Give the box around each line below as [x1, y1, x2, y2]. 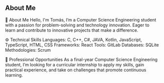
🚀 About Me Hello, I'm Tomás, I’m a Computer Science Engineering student [5, 17, 157, 22]
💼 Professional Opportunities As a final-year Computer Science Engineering [5, 56, 158, 62]
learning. [5, 72, 23, 78]
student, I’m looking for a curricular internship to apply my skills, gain [5, 62, 144, 67]
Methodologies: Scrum [5, 47, 51, 53]
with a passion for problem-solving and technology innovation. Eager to [5, 22, 150, 28]
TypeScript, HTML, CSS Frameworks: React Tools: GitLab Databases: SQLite [5, 41, 159, 48]
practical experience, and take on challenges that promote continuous [5, 67, 146, 73]
